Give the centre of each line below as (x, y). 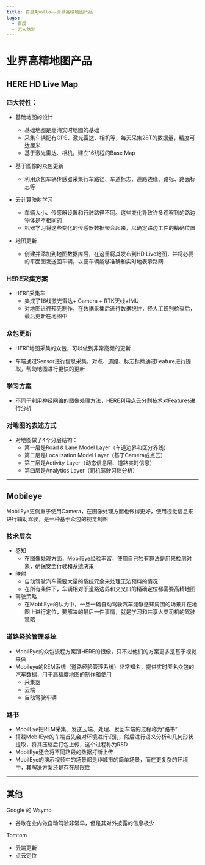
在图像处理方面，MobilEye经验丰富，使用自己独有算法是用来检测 (106, 558)
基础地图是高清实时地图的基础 (62, 130)
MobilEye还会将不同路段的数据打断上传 (64, 752)
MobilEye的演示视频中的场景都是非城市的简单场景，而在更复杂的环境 (102, 760)
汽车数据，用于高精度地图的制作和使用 (63, 674)
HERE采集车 (30, 293)
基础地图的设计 (34, 117)
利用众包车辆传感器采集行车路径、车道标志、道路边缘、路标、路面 (107, 179)
